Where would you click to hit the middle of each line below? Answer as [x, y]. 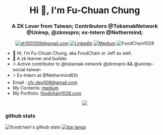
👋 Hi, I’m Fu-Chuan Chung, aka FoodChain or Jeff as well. [72, 53]
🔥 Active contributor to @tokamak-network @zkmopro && [73, 64]
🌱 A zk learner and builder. [40, 59]
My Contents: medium [36, 88]
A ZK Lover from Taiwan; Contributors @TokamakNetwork [85, 26]
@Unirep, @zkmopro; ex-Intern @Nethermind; [85, 32]
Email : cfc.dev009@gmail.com [45, 82]
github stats [20, 116]
